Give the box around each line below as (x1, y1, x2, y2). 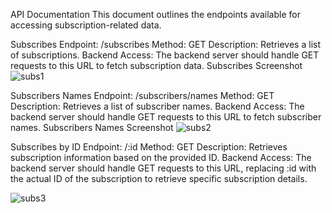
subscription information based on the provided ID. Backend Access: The (10, 152, 312, 163)
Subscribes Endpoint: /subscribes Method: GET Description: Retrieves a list (10, 39, 321, 50)
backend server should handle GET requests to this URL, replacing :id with (10, 162, 317, 174)
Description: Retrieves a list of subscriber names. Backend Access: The (10, 100, 305, 112)
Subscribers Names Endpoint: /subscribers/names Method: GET (10, 90, 275, 101)
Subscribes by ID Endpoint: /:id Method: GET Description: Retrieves (10, 141, 288, 153)
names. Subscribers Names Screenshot (10, 122, 174, 133)
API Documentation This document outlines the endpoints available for (10, 9, 301, 20)
